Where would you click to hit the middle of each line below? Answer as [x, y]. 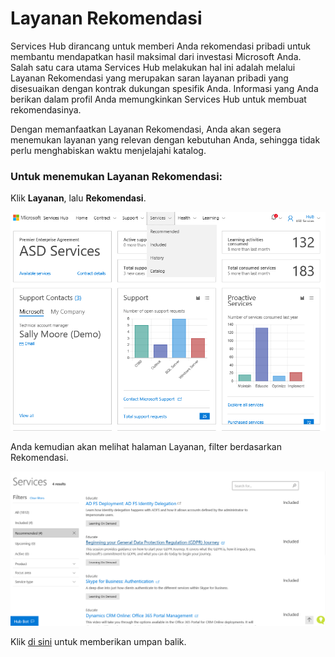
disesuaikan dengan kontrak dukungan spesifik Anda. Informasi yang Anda [164, 88]
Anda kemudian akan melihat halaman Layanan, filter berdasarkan [146, 446]
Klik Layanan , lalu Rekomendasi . [78, 198]
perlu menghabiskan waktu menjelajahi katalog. [108, 150]
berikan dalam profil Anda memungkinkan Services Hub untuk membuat [158, 99]
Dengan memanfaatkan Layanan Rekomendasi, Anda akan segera [146, 129]
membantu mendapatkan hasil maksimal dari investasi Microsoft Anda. [156, 56]
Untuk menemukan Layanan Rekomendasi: [116, 176]
